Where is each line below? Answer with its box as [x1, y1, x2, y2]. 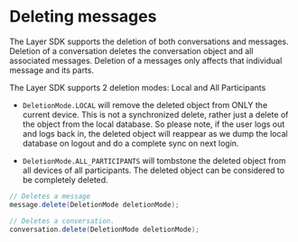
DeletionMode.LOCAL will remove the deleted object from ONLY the [22, 99, 268, 110]
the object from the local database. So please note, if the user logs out [22, 119, 285, 130]
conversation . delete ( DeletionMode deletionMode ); [9, 225, 200, 234]
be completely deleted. [22, 174, 108, 185]
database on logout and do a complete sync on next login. [22, 138, 239, 148]
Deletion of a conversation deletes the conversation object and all [9, 45, 254, 56]
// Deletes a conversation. [9, 216, 116, 226]
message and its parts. [9, 65, 95, 76]
